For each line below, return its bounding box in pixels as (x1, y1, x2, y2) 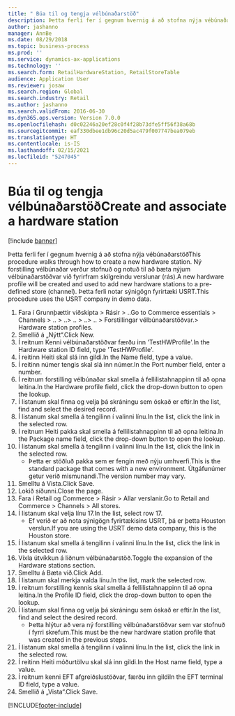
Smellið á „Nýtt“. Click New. (17, 330, 95, 339)
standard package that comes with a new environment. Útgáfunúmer (28, 464, 227, 472)
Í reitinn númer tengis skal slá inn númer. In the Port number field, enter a (17, 360, 226, 368)
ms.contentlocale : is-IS (8, 141, 80, 148)
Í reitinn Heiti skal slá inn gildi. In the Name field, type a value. (17, 353, 193, 361)
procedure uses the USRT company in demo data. (8, 295, 152, 303)
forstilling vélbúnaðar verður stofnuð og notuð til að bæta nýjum (8, 265, 191, 273)
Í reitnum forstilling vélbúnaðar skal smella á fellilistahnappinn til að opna (17, 375, 226, 384)
